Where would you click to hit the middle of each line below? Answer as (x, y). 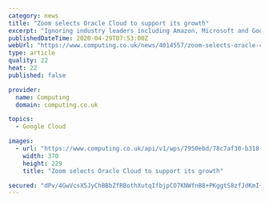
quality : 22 (28, 61)
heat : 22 (23, 68)
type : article (32, 53)
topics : (21, 119)
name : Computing (42, 97)
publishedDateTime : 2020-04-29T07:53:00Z (78, 38)
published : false (37, 75)
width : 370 (41, 156)
